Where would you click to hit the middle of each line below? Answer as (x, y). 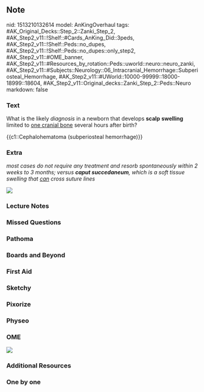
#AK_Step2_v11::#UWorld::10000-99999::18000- (119, 76)
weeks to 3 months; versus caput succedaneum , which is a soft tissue (96, 173)
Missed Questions (34, 223)
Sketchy (19, 288)
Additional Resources (39, 365)
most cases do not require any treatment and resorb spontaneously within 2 (102, 166)
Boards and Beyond (36, 255)
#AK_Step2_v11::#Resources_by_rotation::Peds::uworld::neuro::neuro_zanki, (101, 63)
